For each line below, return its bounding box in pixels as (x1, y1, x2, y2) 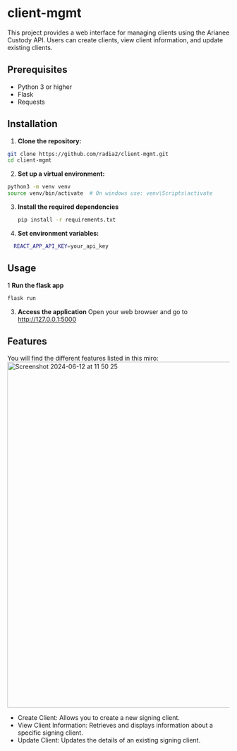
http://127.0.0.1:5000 (17, 315, 76, 323)
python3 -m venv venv (7, 184, 71, 191)
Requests (17, 97, 45, 106)
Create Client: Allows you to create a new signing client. (17, 714, 180, 722)
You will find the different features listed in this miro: (7, 354, 159, 363)
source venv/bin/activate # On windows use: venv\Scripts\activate (7, 190, 213, 197)
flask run (7, 294, 37, 301)
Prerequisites (7, 64, 68, 76)
